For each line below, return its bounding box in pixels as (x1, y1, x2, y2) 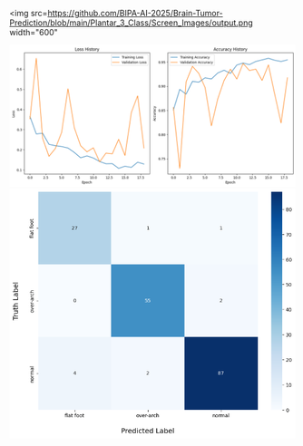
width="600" (9, 27, 59, 37)
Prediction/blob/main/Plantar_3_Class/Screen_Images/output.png (9, 17, 254, 28)
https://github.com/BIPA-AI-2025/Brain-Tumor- (47, 8, 224, 18)
